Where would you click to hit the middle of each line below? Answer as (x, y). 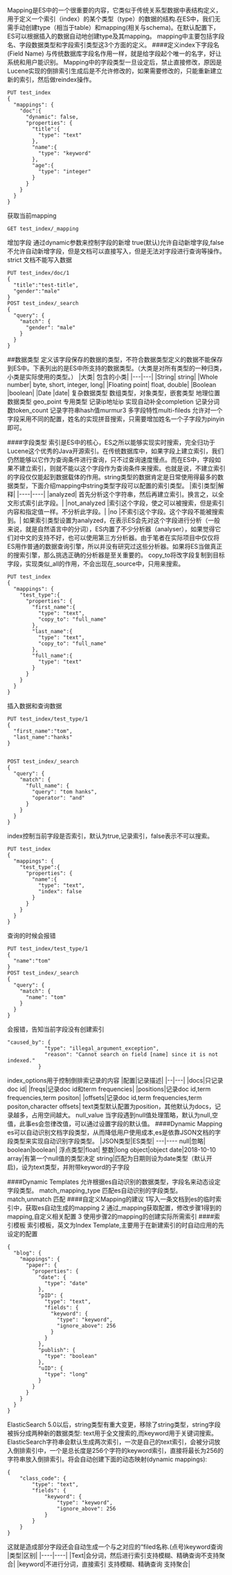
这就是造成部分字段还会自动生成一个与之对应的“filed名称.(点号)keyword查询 (115, 1547)
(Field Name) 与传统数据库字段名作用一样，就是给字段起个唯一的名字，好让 (114, 53)
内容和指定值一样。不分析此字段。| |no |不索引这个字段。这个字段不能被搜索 (116, 511)
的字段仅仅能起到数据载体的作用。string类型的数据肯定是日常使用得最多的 (113, 477)
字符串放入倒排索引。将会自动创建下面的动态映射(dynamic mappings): (107, 1459)
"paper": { (41, 1265)
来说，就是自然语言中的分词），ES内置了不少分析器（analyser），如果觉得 (111, 529)
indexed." (21, 1060)
